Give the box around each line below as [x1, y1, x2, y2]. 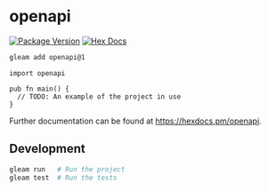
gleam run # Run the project [9, 164, 126, 174]
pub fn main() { [9, 84, 69, 93]
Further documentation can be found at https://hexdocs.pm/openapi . [9, 115, 262, 126]
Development [9, 141, 86, 156]
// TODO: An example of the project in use [17, 92, 181, 101]
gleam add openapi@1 [9, 52, 86, 61]
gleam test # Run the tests [9, 173, 118, 182]
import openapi [9, 68, 66, 77]
